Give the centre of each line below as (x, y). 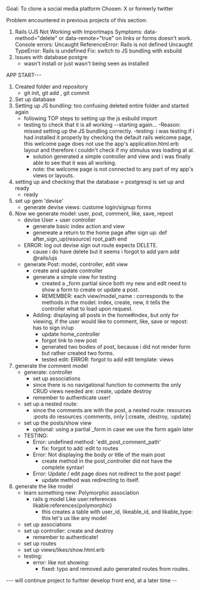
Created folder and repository (51, 87)
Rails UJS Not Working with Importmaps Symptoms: (79, 32)
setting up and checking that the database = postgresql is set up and (99, 182)
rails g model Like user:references (74, 499)
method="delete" (36, 38)
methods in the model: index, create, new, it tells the (106, 302)
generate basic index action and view (79, 226)
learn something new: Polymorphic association (81, 493)
